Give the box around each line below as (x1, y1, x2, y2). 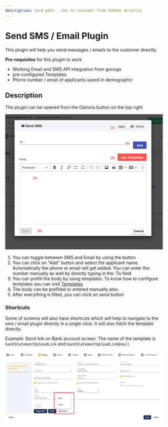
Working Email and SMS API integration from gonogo (12, 66, 121, 72)
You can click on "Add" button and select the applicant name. (12, 260, 139, 266)
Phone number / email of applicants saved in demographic (12, 76, 133, 82)
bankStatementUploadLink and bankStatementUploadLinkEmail (5, 341, 130, 347)
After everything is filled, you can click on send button (12, 292, 124, 297)
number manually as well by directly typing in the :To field (12, 270, 131, 276)
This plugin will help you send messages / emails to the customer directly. (5, 46, 157, 52)
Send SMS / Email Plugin (5, 30, 109, 41)
